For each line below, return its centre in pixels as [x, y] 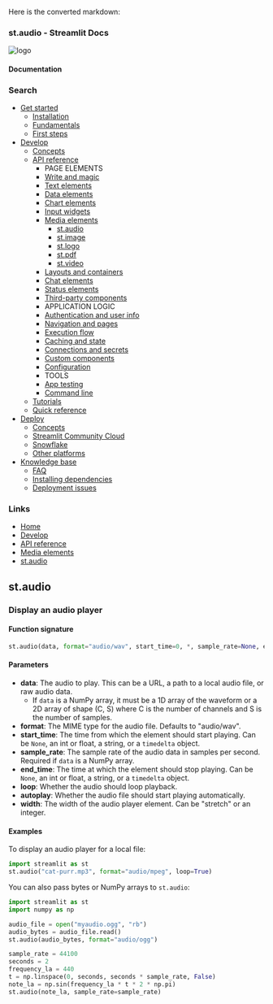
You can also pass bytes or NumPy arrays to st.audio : [99, 887]
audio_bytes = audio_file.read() [65, 932]
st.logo [68, 246]
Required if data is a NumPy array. [77, 761]
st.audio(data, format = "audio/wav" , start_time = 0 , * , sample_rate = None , [134, 646]
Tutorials [47, 402]
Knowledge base [48, 462]
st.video [70, 263]
